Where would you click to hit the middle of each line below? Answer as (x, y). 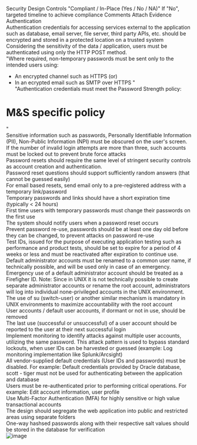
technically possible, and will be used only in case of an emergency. (89, 266)
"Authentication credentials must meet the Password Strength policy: (98, 89)
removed (17, 317)
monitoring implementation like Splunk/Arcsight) (64, 354)
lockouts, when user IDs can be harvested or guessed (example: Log (89, 348)
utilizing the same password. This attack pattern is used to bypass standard (98, 342)
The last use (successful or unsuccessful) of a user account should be (92, 323)
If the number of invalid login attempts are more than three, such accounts (96, 147)
